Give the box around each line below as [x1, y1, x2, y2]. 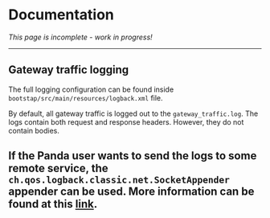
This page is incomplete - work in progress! [8, 32, 153, 42]
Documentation [8, 6, 115, 24]
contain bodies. [8, 125, 60, 135]
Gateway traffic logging [8, 63, 129, 77]
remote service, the [8, 162, 108, 175]
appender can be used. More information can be [8, 185, 255, 199]
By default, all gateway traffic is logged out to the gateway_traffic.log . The [8, 109, 259, 118]
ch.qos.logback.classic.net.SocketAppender [8, 175, 231, 186]
